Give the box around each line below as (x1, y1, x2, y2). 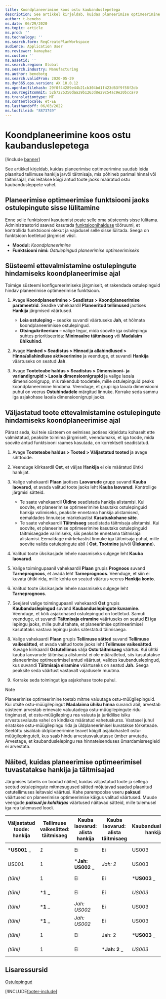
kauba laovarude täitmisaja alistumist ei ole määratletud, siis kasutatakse (12, 652, 161, 658)
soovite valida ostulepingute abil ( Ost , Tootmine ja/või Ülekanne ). (19, 541, 156, 547)
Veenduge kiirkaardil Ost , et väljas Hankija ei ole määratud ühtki (12, 464, 143, 470)
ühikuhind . (19, 338, 42, 344)
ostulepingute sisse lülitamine (5, 203, 100, 212)
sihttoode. (12, 455, 33, 461)
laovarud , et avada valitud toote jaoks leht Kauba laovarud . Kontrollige (12, 484, 157, 490)
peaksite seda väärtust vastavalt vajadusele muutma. (12, 668, 121, 674)
